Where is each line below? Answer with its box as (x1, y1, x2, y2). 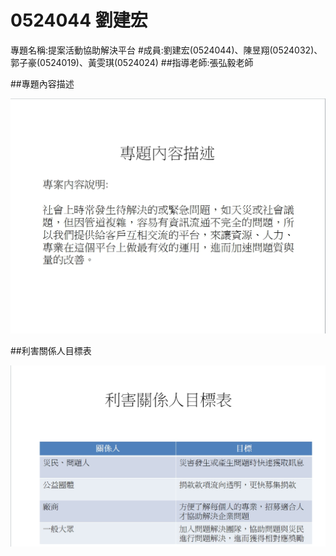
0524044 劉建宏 (10, 9, 148, 32)
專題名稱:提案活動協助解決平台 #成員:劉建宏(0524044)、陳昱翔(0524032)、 (10, 44, 323, 56)
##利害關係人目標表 (10, 345, 92, 357)
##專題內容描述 (10, 77, 75, 90)
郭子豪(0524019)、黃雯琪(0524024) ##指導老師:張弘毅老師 (10, 56, 254, 68)
